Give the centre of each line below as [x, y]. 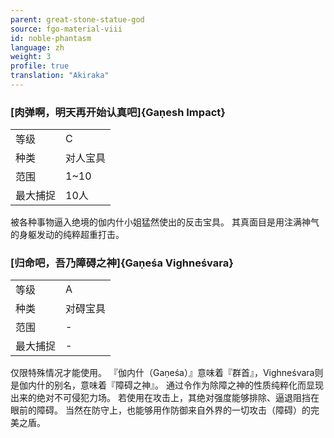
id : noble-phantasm [51, 38]
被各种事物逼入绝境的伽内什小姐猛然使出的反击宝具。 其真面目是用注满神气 [165, 222]
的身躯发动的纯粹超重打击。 [67, 235]
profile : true [40, 66]
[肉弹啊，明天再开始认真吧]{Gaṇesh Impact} [118, 112]
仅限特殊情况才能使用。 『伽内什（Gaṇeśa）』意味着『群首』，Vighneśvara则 [167, 373]
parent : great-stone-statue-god [77, 19]
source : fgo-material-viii [66, 29]
